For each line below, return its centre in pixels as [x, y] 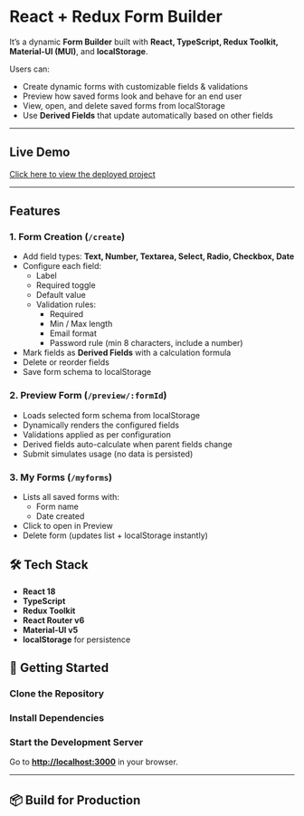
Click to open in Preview [67, 526]
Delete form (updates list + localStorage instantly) [115, 535]
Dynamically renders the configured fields [100, 425]
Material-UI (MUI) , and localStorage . [79, 51]
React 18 [39, 591]
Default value [61, 295]
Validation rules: [66, 304]
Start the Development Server [76, 742]
